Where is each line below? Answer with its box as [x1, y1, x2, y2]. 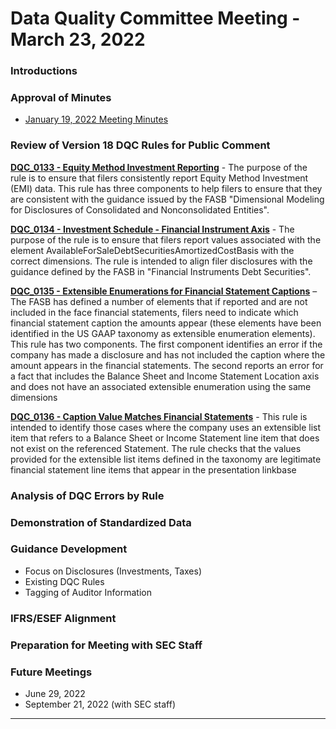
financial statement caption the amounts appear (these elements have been [10, 317, 322, 329]
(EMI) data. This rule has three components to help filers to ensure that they [10, 182, 323, 194]
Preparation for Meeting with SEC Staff [10, 638, 203, 652]
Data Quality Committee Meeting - [10, 7, 301, 30]
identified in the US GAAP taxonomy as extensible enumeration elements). [10, 327, 316, 339]
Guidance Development [10, 542, 128, 556]
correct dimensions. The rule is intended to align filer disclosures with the [10, 255, 313, 267]
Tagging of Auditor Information [24, 586, 152, 598]
